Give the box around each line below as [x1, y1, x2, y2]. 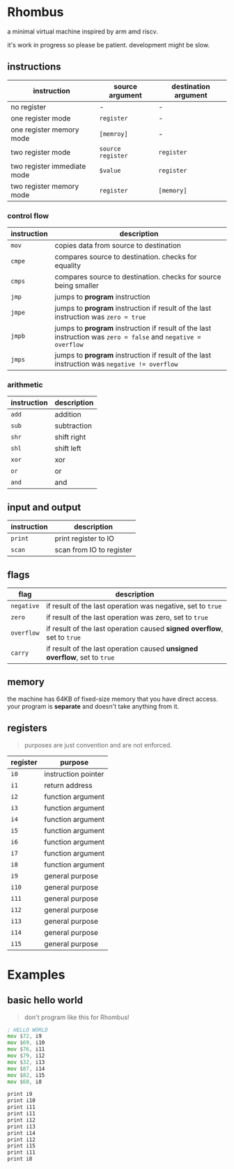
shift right [54, 433, 86, 442]
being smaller [54, 281, 100, 291]
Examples [7, 966, 65, 982]
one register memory [10, 125, 79, 134]
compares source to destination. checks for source [54, 272, 221, 282]
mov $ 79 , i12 [7, 1053, 45, 1060]
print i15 [7, 1143, 36, 1149]
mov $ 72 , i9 [7, 1032, 42, 1040]
